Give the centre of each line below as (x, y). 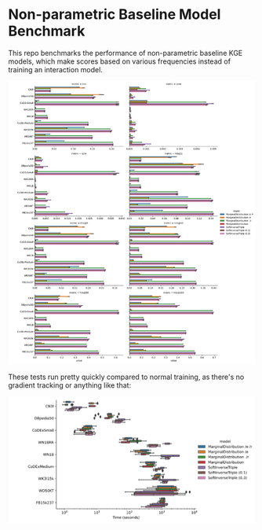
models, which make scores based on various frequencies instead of (120, 61)
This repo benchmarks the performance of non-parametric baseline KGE (126, 53)
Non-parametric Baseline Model (115, 15)
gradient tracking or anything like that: (70, 385)
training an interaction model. (56, 69)
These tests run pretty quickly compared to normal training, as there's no (126, 377)
